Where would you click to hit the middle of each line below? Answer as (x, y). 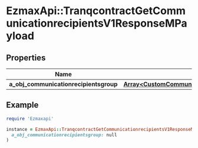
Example (22, 105)
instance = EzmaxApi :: (34, 129)
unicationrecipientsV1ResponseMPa (97, 23)
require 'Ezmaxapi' (30, 119)
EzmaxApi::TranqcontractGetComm (96, 11)
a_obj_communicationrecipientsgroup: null (64, 135)
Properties (26, 57)
